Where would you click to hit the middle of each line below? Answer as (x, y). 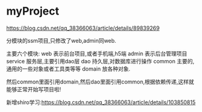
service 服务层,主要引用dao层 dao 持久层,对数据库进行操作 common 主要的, (100, 61)
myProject (33, 11)
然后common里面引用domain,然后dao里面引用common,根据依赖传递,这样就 (100, 82)
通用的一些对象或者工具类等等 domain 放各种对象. (68, 69)
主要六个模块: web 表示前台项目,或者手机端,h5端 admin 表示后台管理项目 (97, 54)
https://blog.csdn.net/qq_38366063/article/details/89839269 (83, 28)
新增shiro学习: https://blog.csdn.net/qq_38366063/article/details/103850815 (101, 102)
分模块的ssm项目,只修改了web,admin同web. (61, 40)
